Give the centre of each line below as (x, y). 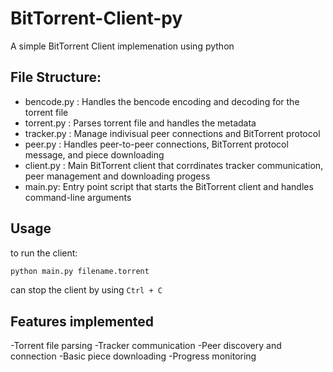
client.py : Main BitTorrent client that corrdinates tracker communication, (174, 165)
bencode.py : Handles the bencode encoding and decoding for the (162, 101)
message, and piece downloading (94, 154)
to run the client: (44, 253)
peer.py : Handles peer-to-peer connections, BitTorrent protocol (156, 144)
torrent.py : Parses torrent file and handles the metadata (140, 123)
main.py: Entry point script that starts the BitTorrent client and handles (169, 186)
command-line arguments (78, 197)
